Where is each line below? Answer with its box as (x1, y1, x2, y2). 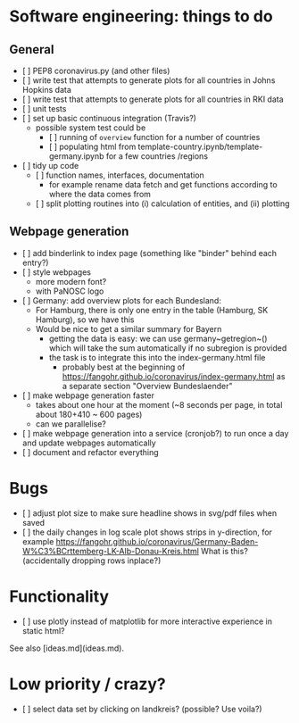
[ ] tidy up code (21, 161, 79, 170)
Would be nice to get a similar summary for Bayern (35, 323, 222, 334)
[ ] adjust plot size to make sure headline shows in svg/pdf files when (21, 507, 278, 519)
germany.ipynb (48, 151, 104, 162)
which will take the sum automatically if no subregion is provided (48, 342, 287, 353)
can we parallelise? (35, 418, 107, 429)
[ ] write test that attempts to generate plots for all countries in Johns (21, 75, 276, 86)
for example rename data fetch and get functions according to (48, 179, 278, 189)
